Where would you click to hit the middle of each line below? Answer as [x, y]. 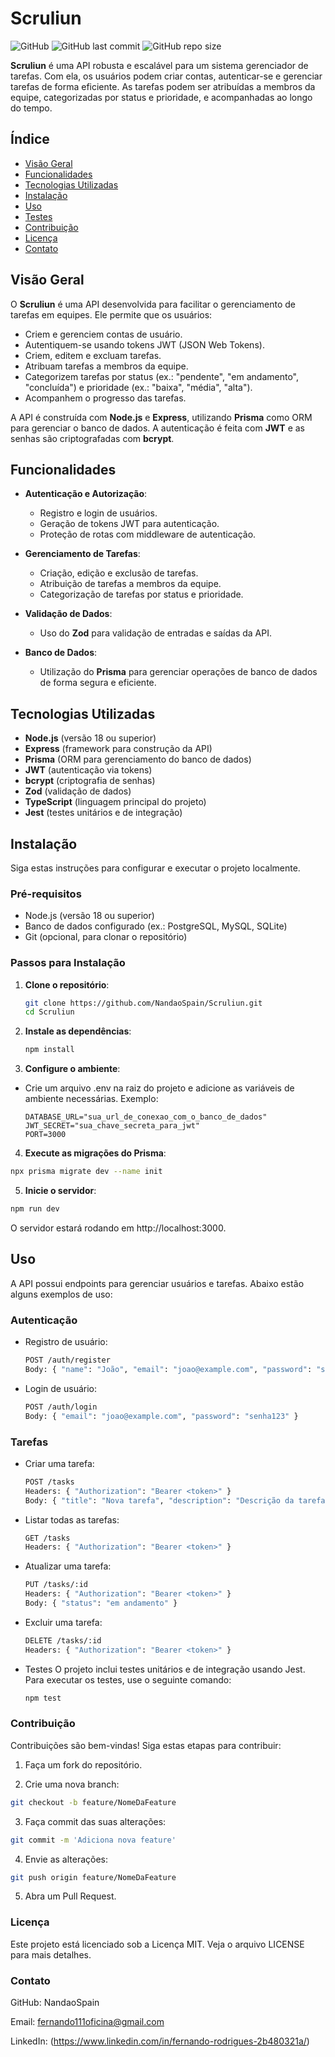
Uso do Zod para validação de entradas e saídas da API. [155, 633]
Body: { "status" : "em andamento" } [101, 1603]
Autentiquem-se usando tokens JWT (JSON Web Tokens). [144, 344]
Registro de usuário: [66, 1342]
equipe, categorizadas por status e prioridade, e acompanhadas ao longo [161, 97]
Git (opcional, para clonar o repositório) [106, 937]
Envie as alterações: [66, 1859]
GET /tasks [47, 1538]
